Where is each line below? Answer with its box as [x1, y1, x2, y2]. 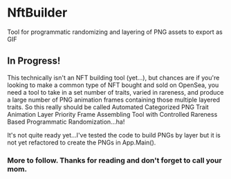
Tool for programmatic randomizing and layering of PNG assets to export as [7, 28, 223, 36]
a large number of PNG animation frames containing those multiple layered [7, 95, 220, 104]
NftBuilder [7, 5, 68, 21]
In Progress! [7, 55, 61, 67]
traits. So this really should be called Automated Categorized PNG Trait [7, 102, 209, 111]
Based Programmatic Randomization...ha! [7, 117, 125, 126]
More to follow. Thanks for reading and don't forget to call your [7, 156, 223, 165]
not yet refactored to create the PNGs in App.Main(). [7, 138, 156, 147]
